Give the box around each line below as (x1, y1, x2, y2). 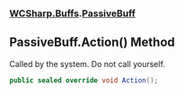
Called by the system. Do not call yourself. (9, 58, 166, 69)
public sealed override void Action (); (9, 75, 159, 85)
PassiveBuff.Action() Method (9, 35, 175, 50)
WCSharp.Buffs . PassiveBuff (9, 7, 136, 20)
